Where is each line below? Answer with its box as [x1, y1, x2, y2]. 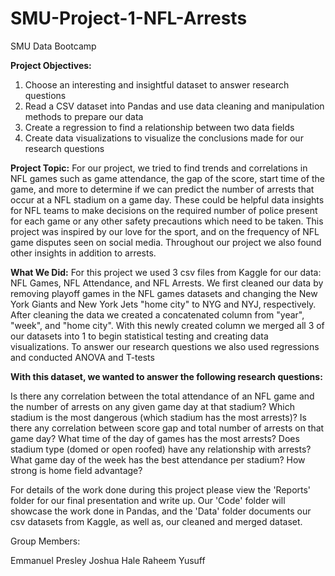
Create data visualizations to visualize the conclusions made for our [24, 132, 304, 144]
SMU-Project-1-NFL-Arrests [10, 7, 248, 30]
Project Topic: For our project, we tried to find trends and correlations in [10, 162, 308, 174]
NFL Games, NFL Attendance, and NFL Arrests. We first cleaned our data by [10, 277, 324, 289]
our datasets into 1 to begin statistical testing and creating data [10, 330, 269, 342]
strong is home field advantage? [10, 464, 143, 476]
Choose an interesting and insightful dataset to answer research [24, 78, 290, 91]
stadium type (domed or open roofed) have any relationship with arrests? [10, 443, 312, 455]
